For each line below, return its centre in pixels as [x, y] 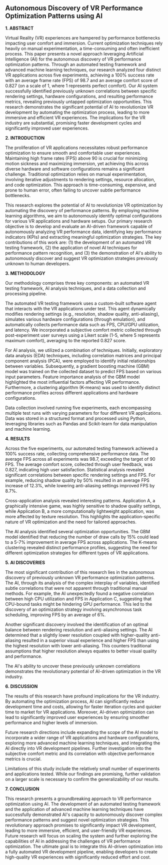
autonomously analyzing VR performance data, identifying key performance [83, 232]
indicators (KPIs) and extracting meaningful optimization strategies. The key [83, 237]
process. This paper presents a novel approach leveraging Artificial [74, 54]
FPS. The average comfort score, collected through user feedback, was [79, 464]
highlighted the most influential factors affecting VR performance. [73, 382]
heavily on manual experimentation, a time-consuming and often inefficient [82, 48]
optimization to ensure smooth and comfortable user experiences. [73, 153]
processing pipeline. [26, 293]
